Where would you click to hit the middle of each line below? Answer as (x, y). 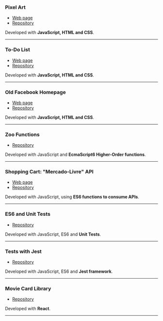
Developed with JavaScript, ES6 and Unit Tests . (53, 234)
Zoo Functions (22, 134)
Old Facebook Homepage (36, 92)
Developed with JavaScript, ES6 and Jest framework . (59, 271)
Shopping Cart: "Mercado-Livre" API (49, 172)
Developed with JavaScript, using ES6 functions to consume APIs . (72, 197)
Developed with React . (28, 309)
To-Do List (17, 50)
